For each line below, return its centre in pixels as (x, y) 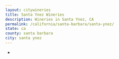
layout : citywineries (28, 10)
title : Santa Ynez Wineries (35, 15)
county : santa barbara (29, 33)
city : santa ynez (24, 38)
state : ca (16, 29)
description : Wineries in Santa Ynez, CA (50, 19)
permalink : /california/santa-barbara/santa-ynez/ (60, 24)
